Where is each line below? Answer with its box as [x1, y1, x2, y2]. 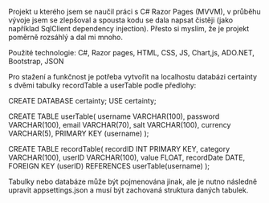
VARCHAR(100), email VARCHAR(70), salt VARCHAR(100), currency [8, 120, 231, 129]
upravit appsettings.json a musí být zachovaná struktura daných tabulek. [8, 185, 249, 195]
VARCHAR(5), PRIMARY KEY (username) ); [8, 128, 149, 138]
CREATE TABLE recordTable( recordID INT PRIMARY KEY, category [8, 144, 230, 153]
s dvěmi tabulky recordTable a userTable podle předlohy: [8, 80, 197, 90]
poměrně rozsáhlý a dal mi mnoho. [8, 32, 123, 42]
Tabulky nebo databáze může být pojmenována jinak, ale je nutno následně [8, 177, 258, 186]
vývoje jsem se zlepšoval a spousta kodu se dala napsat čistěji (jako [8, 15, 234, 25]
